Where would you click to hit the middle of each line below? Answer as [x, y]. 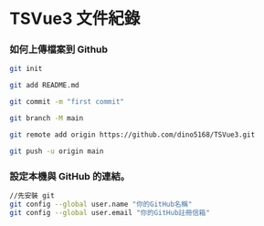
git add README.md [44, 86]
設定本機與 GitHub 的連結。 [70, 176]
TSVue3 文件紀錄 [75, 19]
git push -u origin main [57, 151]
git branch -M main [47, 118]
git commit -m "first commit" [67, 102]
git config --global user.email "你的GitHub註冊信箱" [110, 212]
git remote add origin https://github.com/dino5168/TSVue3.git [132, 134]
